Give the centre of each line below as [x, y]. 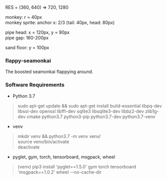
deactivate [29, 147]
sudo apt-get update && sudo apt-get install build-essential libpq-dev [90, 105]
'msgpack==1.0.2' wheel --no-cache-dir [60, 172]
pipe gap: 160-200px [27, 38]
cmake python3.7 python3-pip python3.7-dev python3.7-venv [91, 117]
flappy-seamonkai [28, 60]
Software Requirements [35, 85]
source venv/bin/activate [43, 141]
